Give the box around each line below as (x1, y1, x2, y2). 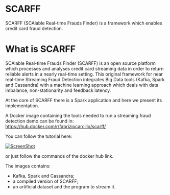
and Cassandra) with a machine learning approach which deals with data (5, 82, 159, 88)
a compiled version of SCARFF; (12, 178, 79, 184)
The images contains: (5, 163, 51, 169)
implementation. (5, 103, 39, 109)
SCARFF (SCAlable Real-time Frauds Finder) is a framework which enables (5, 20, 162, 26)
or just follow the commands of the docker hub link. (5, 153, 114, 159)
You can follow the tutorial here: (5, 133, 72, 139)
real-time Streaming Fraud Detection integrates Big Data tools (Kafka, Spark (5, 76, 165, 82)
